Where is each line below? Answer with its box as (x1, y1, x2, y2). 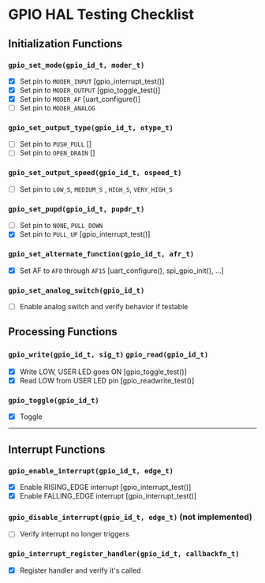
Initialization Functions (8, 37, 123, 50)
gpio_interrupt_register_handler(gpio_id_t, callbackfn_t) (8, 550, 240, 559)
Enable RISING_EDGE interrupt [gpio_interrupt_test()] (19, 482, 192, 491)
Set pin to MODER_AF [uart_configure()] (19, 95, 140, 103)
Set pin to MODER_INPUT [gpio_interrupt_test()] (19, 77, 165, 86)
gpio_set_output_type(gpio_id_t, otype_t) (8, 124, 174, 133)
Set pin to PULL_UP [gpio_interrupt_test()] (19, 230, 151, 239)
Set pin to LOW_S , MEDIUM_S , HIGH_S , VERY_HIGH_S (19, 184, 174, 194)
